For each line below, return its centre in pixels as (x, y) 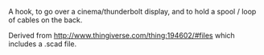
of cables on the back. (45, 20)
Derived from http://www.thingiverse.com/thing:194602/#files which (122, 35)
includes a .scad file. (43, 44)
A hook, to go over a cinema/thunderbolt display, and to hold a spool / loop (132, 12)
